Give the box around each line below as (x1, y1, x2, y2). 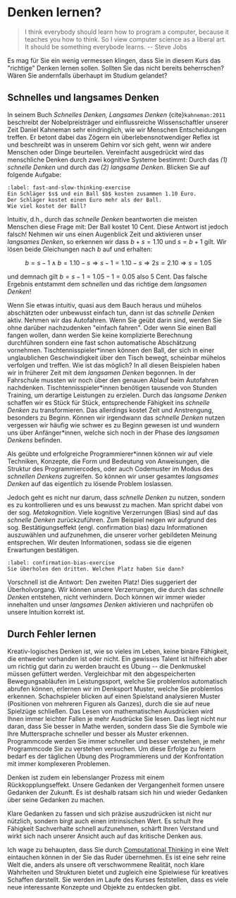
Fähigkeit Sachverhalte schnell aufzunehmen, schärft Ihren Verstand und (7, 824, 219, 832)
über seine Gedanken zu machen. (7, 795, 106, 804)
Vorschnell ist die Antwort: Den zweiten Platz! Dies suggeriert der (7, 578, 197, 586)
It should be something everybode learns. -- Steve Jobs (24, 42, 188, 51)
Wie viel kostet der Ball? (7, 202, 87, 210)
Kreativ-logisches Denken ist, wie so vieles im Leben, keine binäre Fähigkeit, (7, 647, 229, 655)
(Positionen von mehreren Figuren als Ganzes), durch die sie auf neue (7, 699, 211, 708)
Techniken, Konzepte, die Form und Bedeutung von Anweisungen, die (7, 456, 210, 466)
